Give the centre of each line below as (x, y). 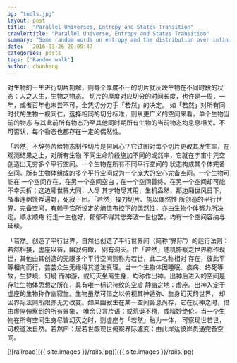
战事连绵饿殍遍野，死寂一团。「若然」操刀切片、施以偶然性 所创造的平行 (112, 199)
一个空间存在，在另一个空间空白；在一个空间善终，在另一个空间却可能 (123, 181)
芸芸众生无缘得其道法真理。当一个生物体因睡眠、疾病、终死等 (134, 267)
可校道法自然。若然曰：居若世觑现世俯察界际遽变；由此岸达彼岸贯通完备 (112, 328)
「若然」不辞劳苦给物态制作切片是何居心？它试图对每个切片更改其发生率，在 (119, 146)
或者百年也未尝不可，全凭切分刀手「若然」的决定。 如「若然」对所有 (119, 105)
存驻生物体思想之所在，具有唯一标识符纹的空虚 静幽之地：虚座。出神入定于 (116, 284)
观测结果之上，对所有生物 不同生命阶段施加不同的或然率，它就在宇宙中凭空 (116, 155)
